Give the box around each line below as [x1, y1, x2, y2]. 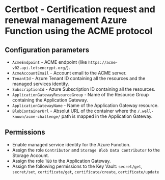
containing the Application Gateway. [12, 97, 88, 103]
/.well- [137, 109, 154, 114]
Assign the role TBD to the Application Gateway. [12, 158, 111, 164]
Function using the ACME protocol [5, 25, 153, 37]
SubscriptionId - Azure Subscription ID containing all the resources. [12, 86, 156, 92]
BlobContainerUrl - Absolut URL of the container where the [12, 108, 136, 114]
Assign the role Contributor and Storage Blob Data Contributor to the [12, 147, 160, 153]
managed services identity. [12, 81, 69, 87]
